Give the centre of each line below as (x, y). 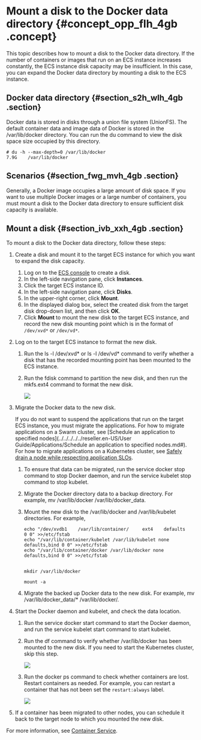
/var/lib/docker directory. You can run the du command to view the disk (94, 134)
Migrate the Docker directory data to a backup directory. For (98, 494)
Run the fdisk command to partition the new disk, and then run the (106, 378)
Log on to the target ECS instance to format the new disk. (86, 342)
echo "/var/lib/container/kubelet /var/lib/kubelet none (97, 540)
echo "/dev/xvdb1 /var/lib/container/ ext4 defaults (105, 529)
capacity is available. (32, 210)
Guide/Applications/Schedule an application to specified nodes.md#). (101, 445)
